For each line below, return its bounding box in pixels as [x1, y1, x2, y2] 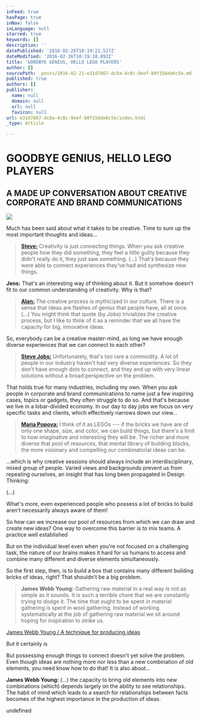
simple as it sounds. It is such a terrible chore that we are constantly [20, 592, 190, 599]
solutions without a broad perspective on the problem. [20, 372, 155, 379]
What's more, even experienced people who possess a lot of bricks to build [6, 501, 193, 508]
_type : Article [6, 121, 44, 127]
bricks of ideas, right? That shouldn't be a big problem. [6, 574, 142, 581]
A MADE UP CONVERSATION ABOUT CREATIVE [6, 188, 187, 198]
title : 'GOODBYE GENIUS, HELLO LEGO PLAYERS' [6, 59, 122, 65]
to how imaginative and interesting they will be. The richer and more [20, 433, 190, 441]
